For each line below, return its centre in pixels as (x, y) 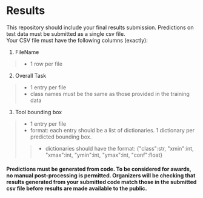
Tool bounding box (38, 112)
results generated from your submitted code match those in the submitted (101, 182)
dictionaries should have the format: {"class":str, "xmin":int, (119, 148)
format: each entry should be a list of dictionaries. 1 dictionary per (112, 130)
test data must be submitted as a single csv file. (66, 33)
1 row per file (46, 64)
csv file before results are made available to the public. (77, 188)
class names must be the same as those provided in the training (110, 94)
